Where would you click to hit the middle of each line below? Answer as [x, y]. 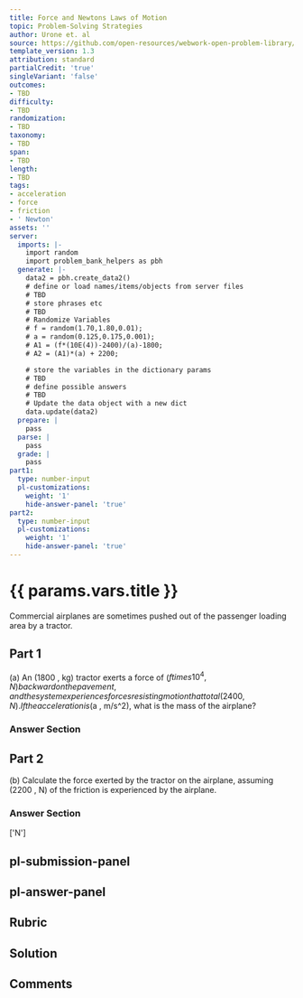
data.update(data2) [62, 412]
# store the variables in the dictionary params [119, 370]
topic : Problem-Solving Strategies [76, 26]
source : [24, 43]
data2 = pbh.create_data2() [78, 278]
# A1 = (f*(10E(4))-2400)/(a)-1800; [95, 345]
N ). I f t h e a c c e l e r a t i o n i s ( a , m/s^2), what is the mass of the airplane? [133, 706]
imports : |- [40, 245]
